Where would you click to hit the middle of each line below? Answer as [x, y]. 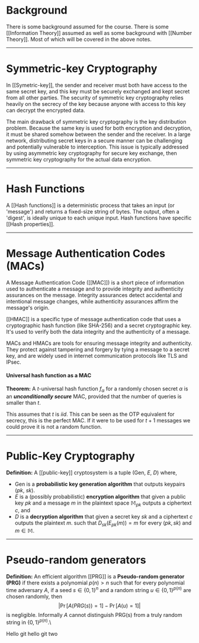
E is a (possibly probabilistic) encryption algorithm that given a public [100, 496]
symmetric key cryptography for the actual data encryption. [79, 159]
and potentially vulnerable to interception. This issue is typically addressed [97, 147]
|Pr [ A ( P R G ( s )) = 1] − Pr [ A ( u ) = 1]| [99, 605]
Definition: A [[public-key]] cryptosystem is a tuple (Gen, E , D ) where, [92, 472]
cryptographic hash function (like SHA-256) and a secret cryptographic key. [99, 325]
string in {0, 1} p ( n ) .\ [29, 622]
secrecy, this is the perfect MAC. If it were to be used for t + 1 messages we [98, 420]
